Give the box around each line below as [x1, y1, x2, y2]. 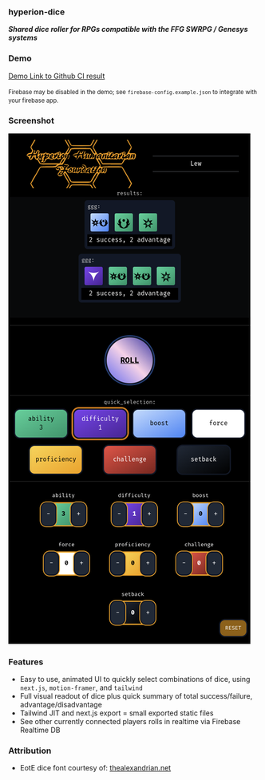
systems [8, 33, 38, 42]
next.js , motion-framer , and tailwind [19, 683, 143, 692]
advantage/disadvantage [19, 700, 102, 710]
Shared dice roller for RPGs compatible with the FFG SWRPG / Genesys [8, 25, 249, 34]
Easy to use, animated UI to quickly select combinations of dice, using [19, 675, 251, 684]
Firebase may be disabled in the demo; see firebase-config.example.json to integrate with [8, 88, 258, 96]
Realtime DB [19, 725, 61, 735]
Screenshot [8, 115, 54, 126]
